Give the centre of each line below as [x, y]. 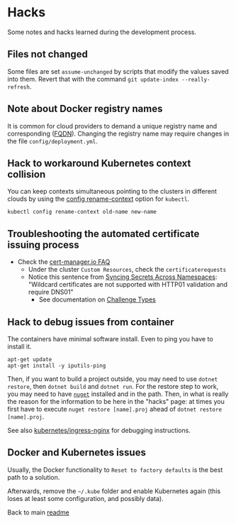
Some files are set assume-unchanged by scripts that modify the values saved [118, 71]
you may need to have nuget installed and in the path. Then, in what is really [118, 394]
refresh [19, 87]
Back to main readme [38, 512]
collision [27, 174]
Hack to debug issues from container [91, 322]
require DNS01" [51, 292]
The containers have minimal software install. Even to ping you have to [111, 339]
